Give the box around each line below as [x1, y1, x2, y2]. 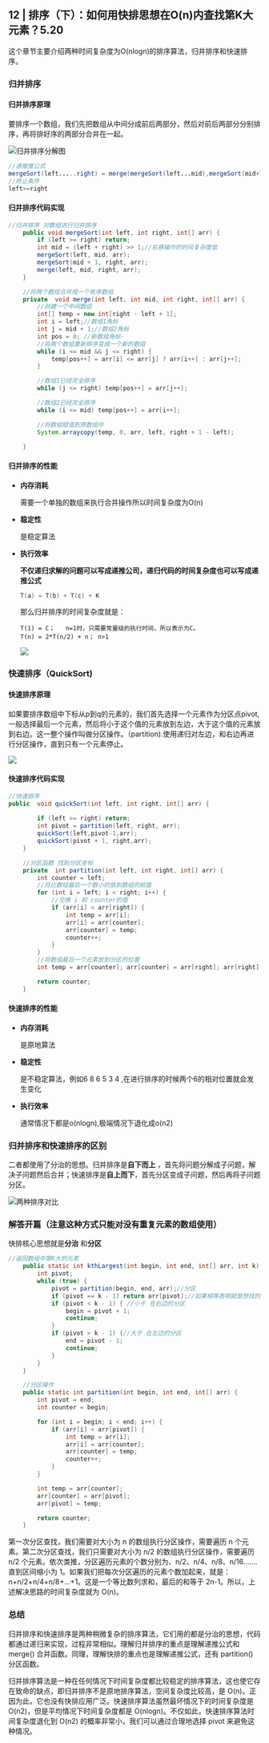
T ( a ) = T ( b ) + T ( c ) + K [19, 591, 100, 600]
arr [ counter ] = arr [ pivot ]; [37, 1492, 130, 1500]
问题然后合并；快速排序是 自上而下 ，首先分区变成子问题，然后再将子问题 [22, 1170, 261, 1180]
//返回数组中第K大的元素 [8, 1255, 79, 1263]
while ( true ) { [37, 1277, 88, 1286]
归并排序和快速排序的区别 [8, 1140, 107, 1151]
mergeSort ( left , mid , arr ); [37, 251, 130, 259]
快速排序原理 [8, 689, 50, 699]
